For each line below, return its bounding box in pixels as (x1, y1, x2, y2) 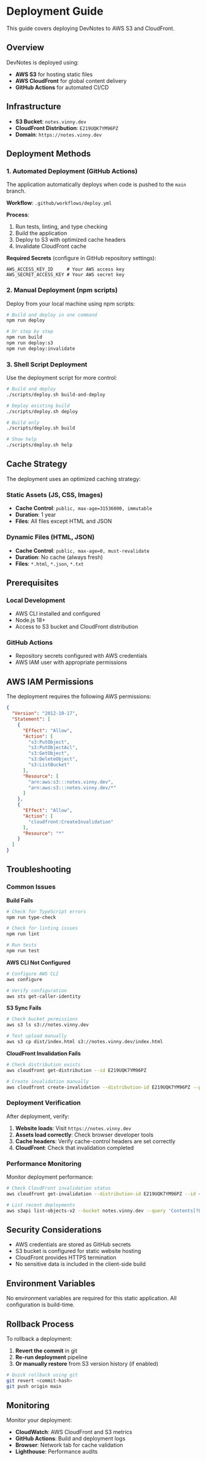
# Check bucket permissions (6, 1016, 78, 1022)
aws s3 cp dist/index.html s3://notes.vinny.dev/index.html (6, 1039, 164, 1045)
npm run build (6, 334, 43, 341)
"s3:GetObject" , (28, 750, 70, 757)
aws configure (6, 976, 43, 982)
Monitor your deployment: (6, 1416, 72, 1424)
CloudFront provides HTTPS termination (15, 1254, 116, 1262)
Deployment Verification (6, 1098, 81, 1107)
